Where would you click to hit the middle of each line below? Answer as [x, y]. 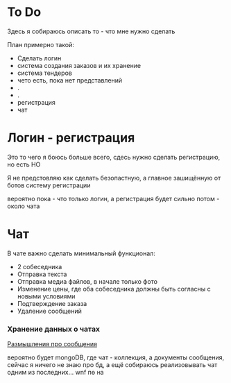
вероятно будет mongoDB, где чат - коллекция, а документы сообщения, [116, 357]
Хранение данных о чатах [54, 329]
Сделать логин [39, 58]
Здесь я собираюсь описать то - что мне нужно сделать [91, 31]
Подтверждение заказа [52, 303]
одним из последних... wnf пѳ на [55, 373]
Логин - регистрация [71, 138]
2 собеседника [40, 266]
